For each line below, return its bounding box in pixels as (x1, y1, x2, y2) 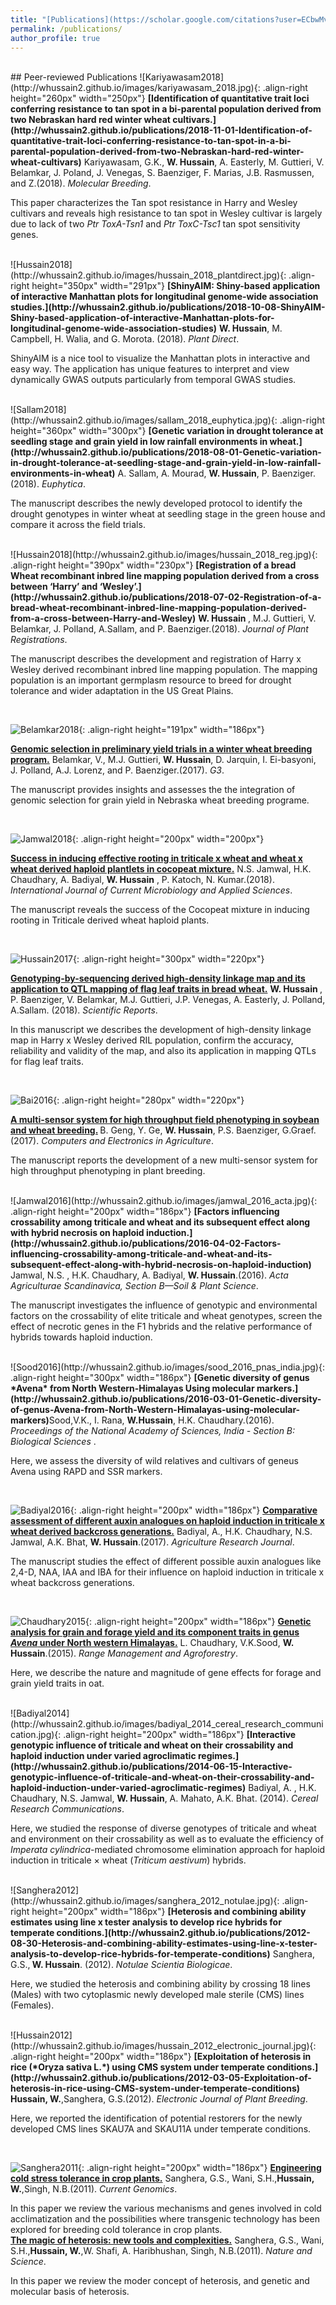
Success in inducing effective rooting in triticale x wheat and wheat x (10, 852, 303, 865)
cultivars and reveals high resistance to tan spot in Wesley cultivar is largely (10, 207, 323, 220)
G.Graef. (281, 1124, 317, 1136)
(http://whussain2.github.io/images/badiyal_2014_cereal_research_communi (10, 1718, 324, 1730)
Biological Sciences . (10, 1436, 97, 1448)
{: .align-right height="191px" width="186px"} (78, 724, 265, 736)
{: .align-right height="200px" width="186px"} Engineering (78, 2162, 322, 2174)
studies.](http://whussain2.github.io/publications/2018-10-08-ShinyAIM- (10, 301, 326, 313)
